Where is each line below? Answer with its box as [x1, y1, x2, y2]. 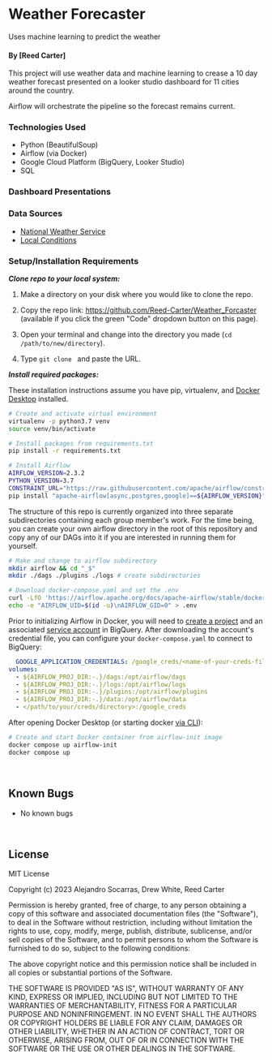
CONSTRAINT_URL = [8, 484, 63, 492]
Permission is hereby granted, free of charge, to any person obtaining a [8, 900, 247, 910]
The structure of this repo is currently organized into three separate [8, 506, 234, 516]
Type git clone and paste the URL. [19, 354, 142, 364]
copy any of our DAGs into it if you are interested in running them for [8, 532, 236, 542]
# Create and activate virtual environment [8, 409, 158, 418]
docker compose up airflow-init [8, 740, 117, 749]
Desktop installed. [8, 394, 69, 403]
